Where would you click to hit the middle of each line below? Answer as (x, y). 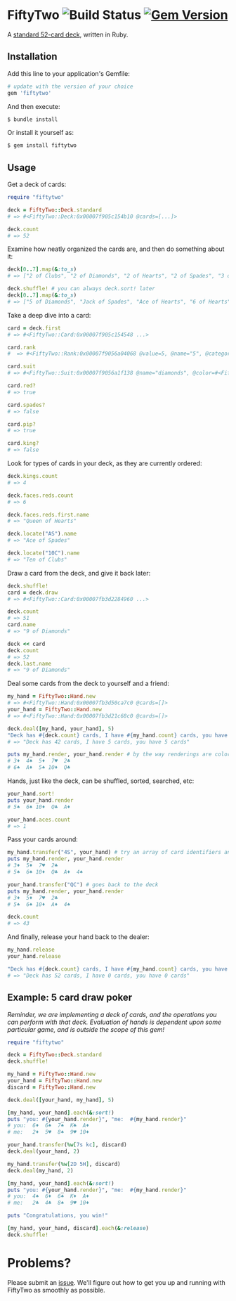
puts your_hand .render (40, 800)
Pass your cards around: (43, 839)
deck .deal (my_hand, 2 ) (40, 1170)
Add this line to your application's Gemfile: (68, 73)
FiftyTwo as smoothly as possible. (56, 1290)
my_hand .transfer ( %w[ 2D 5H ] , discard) (64, 1164)
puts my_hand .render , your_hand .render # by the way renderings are (110, 755)
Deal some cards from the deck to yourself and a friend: (88, 684)
